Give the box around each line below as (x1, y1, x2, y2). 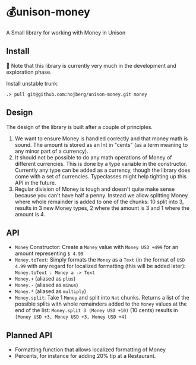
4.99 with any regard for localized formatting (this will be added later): (14, 263, 186, 270)
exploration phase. (6, 68, 52, 75)
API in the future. (14, 179, 56, 186)
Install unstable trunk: (6, 80, 59, 87)
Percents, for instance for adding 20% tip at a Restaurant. (14, 353, 156, 360)
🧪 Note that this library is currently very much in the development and (6, 62, 176, 69)
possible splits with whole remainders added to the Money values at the (14, 300, 187, 307)
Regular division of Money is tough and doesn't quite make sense (14, 185, 175, 193)
